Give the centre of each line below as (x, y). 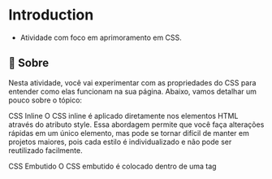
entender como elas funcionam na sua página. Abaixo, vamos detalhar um (133, 91)
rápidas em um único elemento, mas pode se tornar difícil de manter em (129, 133)
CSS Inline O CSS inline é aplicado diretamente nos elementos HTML (123, 116)
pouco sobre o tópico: (45, 100)
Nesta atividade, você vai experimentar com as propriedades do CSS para (132, 82)
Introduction (51, 15)
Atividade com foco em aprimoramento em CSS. (101, 37)
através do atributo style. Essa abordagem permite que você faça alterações (136, 124)
